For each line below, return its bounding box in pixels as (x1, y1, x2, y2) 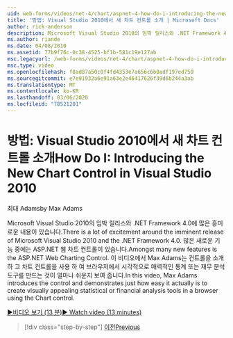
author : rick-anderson (7, 23, 73, 30)
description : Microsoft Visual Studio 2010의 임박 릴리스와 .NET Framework (7, 29, 221, 37)
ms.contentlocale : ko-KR (7, 88, 79, 95)
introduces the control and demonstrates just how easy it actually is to (7, 279, 208, 287)
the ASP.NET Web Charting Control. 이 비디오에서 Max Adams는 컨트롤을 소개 (7, 253, 224, 261)
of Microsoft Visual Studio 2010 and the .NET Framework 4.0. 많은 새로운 (7, 236, 214, 244)
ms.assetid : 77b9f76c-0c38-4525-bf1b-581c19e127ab (7, 49, 157, 56)
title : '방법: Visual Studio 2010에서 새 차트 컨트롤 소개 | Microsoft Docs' (7, 17, 220, 24)
